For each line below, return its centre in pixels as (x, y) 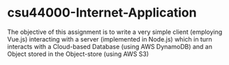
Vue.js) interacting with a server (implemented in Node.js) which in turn (110, 39)
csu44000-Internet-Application (102, 13)
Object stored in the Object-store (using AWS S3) (78, 54)
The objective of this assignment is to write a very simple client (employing (115, 32)
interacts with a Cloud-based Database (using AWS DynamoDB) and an (110, 46)
